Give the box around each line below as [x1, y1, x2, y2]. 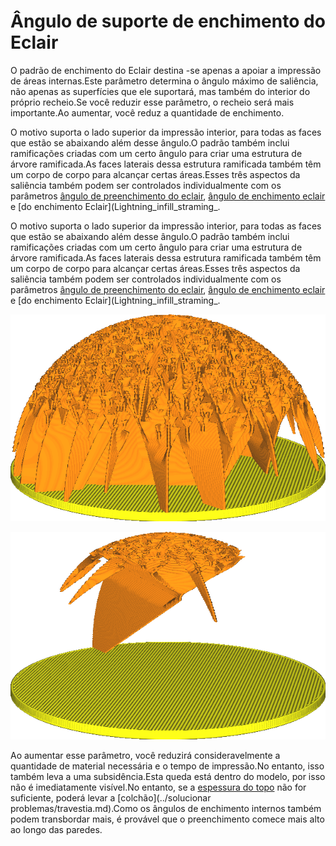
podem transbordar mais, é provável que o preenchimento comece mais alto [10, 813, 325, 825]
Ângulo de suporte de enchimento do [10, 10, 326, 33]
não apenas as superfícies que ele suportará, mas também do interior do [10, 85, 311, 97]
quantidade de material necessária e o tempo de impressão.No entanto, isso [10, 760, 325, 772]
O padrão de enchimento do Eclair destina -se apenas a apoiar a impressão [10, 64, 322, 76]
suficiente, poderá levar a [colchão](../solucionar [10, 791, 212, 804]
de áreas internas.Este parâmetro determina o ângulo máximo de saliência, [10, 75, 319, 87]
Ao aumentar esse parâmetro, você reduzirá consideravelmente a [10, 749, 281, 761]
